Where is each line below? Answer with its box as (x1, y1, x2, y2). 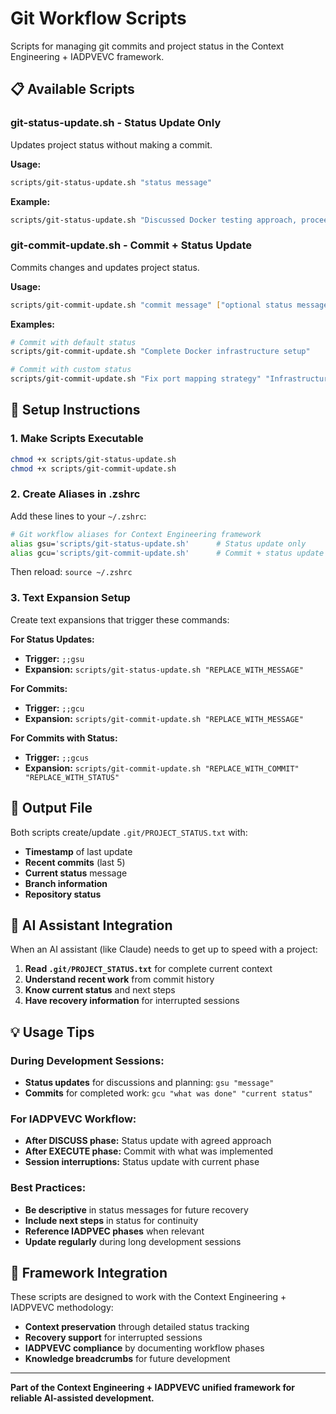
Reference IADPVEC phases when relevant (24, 1225, 205, 1237)
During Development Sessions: (10, 1053, 165, 1067)
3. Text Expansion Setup (10, 591, 131, 605)
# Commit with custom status (10, 365, 132, 375)
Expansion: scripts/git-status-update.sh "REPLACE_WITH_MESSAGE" (24, 663, 304, 675)
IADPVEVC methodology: (10, 1302, 114, 1314)
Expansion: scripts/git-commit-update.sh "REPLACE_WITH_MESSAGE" (24, 712, 304, 724)
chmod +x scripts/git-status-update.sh (10, 454, 177, 464)
